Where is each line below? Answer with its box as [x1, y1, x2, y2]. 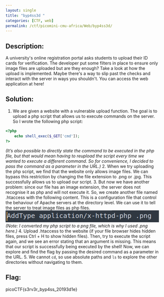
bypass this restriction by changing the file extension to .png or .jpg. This [5, 173, 152, 179]
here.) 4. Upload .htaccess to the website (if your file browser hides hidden [5, 228, 156, 234]
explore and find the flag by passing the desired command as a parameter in [5, 249, 159, 255]
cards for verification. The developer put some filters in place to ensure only [5, 60, 158, 66]
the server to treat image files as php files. [5, 205, 91, 211]
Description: [5, 42, 44, 50]
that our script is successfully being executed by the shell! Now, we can [5, 243, 149, 249]
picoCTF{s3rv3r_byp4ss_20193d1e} [5, 286, 77, 292]
